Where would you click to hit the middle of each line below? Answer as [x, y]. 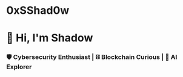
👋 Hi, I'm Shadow [50, 38]
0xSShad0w [38, 11]
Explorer [19, 67]
